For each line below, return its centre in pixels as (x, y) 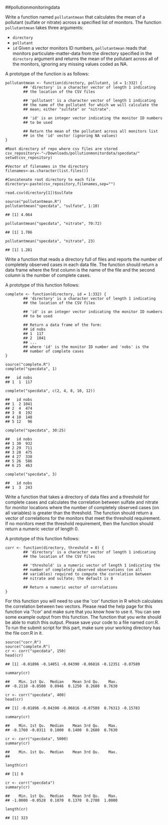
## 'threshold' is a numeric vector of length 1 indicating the (92, 565)
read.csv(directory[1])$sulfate (39, 193)
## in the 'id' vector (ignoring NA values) (70, 136)
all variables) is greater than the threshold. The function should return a (79, 513)
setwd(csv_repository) (29, 158)
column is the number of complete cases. (48, 275)
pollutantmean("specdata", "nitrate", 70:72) (53, 223)
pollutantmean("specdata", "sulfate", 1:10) (52, 206)
